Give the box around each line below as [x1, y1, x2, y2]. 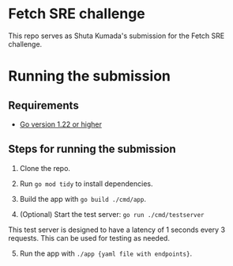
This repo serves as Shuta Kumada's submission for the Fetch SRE [8, 31, 225, 40]
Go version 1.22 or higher [19, 120, 103, 129]
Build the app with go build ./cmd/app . [19, 194, 146, 203]
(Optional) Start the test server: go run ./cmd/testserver [19, 209, 205, 218]
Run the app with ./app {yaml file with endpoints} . [19, 249, 192, 258]
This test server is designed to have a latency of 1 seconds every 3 [8, 225, 226, 234]
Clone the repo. [19, 163, 71, 173]
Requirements [8, 98, 79, 112]
